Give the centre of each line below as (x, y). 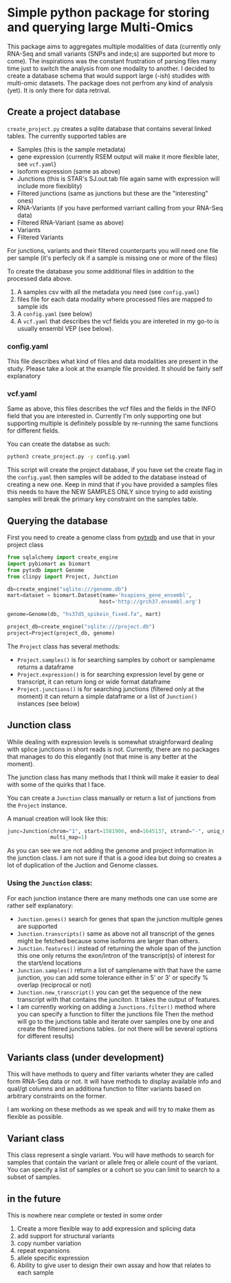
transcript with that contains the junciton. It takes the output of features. (119, 999)
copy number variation (49, 1243)
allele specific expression (53, 1258)
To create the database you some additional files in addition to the (101, 271)
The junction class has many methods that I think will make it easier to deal (113, 777)
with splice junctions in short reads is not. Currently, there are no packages (113, 749)
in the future (34, 1199)
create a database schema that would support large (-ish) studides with (109, 75)
